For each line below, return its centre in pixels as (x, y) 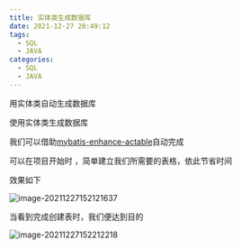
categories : (31, 60)
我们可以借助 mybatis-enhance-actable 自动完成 (97, 142)
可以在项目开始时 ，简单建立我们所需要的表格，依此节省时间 (120, 161)
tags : (19, 34)
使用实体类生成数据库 (49, 122)
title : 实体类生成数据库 (50, 18)
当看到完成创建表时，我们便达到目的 (76, 217)
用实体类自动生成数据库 (53, 103)
